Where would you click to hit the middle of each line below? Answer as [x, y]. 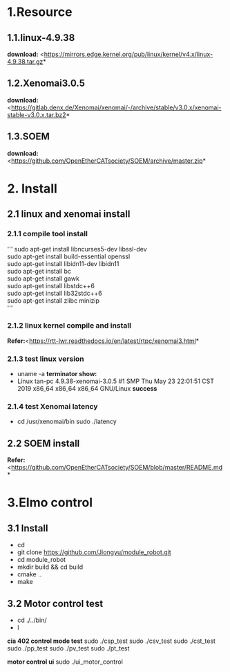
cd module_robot [41, 560]
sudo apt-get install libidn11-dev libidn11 [63, 263]
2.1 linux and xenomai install [69, 214]
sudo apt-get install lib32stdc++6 [55, 293]
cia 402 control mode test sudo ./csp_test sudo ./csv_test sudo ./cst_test [112, 641]
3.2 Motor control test [55, 603]
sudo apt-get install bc [39, 271]
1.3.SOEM [28, 137]
